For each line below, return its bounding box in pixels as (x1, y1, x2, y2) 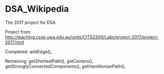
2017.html (5, 39, 24, 45)
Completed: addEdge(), (5, 49, 52, 55)
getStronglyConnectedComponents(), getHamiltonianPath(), (5, 63, 126, 69)
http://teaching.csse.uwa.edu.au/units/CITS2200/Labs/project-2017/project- (5, 34, 159, 40)
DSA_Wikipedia (5, 3, 69, 15)
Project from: (5, 29, 32, 35)
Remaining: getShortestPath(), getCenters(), (5, 58, 94, 64)
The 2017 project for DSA (5, 19, 56, 25)
